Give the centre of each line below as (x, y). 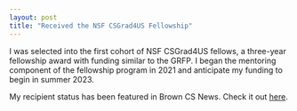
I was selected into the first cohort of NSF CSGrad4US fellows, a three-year (148, 51)
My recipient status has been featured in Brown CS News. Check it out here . (149, 96)
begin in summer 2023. (52, 79)
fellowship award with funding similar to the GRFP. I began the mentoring (143, 60)
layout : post (33, 17)
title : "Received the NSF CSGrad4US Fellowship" (101, 26)
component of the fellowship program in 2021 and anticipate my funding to (146, 70)
